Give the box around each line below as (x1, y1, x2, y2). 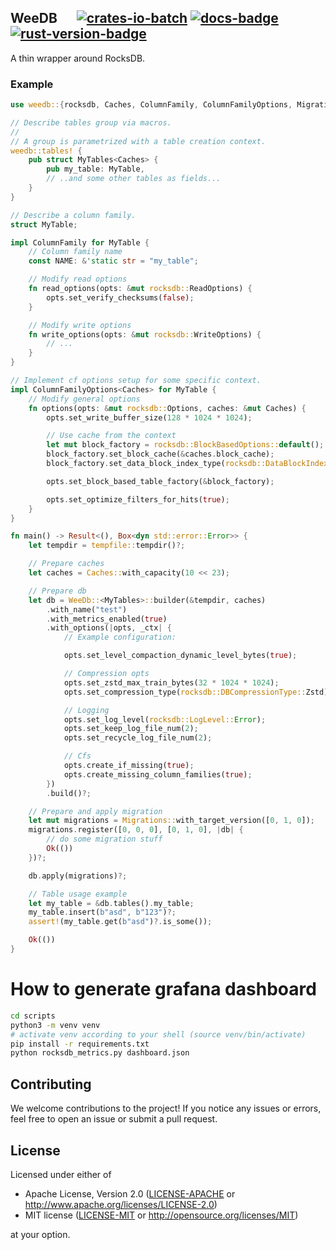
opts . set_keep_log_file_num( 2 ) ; (63, 724, 199, 734)
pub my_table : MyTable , (46, 164, 145, 175)
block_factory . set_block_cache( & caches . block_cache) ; (46, 449, 275, 460)
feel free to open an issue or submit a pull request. (10, 1113, 218, 1125)
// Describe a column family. (10, 210, 137, 220)
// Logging (63, 705, 110, 715)
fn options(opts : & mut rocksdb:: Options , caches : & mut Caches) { (28, 403, 307, 413)
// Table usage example (28, 889, 128, 899)
